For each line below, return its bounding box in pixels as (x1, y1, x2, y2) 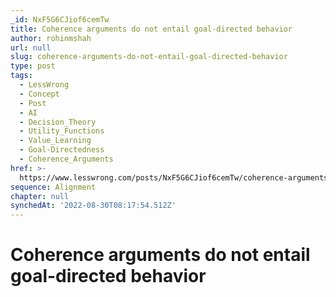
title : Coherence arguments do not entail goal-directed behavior (10, 24, 293, 34)
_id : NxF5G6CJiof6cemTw (10, 14, 110, 25)
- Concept (19, 89, 60, 99)
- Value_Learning (19, 136, 92, 146)
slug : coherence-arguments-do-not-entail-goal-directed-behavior (10, 52, 288, 62)
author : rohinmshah (10, 33, 92, 43)
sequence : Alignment (10, 182, 97, 192)
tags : (10, 71, 33, 81)
